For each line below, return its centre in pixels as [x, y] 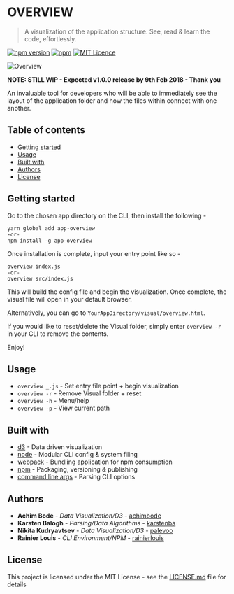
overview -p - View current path [64, 408]
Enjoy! [16, 347]
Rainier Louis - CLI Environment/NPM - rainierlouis [90, 538]
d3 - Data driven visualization [60, 447]
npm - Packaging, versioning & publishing [78, 469]
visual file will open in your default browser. [70, 299]
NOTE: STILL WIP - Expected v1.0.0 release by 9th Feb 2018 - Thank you [114, 79]
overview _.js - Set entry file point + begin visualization [98, 386]
